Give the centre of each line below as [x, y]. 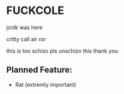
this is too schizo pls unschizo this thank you [62, 51]
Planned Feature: [40, 70]
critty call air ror [26, 39]
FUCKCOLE [35, 11]
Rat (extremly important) [46, 84]
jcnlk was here [24, 27]
